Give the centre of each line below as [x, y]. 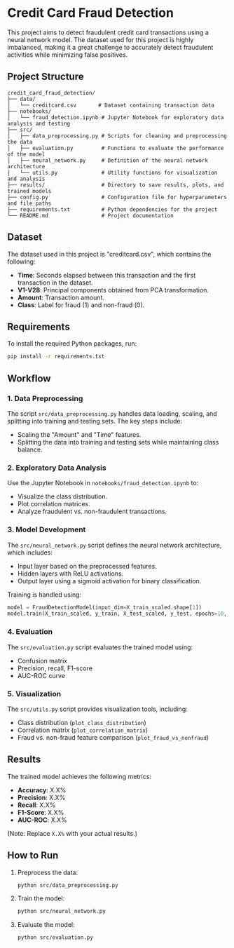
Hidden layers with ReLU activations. [70, 574]
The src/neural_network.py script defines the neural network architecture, [115, 545]
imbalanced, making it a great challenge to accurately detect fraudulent [110, 47]
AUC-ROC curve [41, 675]
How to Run [33, 856]
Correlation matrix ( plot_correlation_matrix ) [83, 730]
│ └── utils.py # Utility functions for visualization [112, 172]
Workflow [29, 378]
